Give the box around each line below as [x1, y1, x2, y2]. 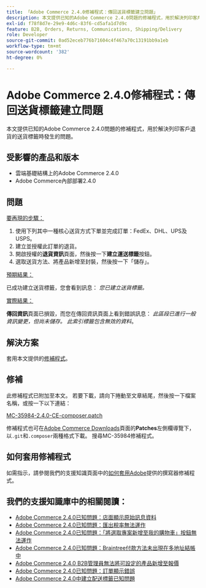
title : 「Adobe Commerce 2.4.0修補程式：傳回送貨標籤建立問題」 [6, 9, 158, 15]
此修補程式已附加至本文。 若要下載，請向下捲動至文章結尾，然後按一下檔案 [6, 391, 196, 399]
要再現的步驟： [6, 214, 44, 222]
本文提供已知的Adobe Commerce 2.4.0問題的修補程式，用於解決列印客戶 [6, 125, 191, 132]
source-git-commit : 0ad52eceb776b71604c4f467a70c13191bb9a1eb [6, 37, 169, 43]
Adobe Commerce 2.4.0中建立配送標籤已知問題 [15, 575, 135, 582]
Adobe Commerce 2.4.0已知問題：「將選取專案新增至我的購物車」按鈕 [15, 529, 192, 537]
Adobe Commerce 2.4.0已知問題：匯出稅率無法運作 [15, 521, 146, 529]
